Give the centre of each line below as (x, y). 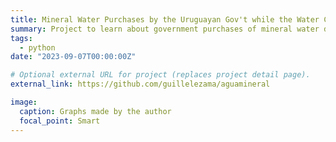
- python (37, 47)
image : (24, 102)
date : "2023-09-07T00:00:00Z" (73, 57)
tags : (21, 38)
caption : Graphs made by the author (95, 111)
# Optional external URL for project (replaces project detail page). (160, 75)
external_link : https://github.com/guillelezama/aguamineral (140, 84)
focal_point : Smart (60, 121)
